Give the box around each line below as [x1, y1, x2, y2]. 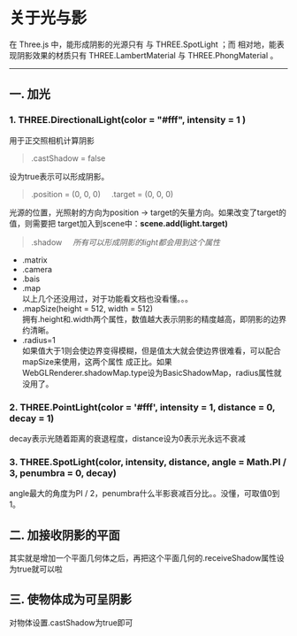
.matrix [21, 254, 48, 265]
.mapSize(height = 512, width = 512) [21, 303, 153, 314]
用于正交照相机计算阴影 [9, 134, 95, 146]
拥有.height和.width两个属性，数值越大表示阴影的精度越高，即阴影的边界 [21, 313, 287, 324]
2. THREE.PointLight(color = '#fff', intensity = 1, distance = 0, [9, 401, 276, 413]
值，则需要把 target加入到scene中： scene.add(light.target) [9, 218, 228, 228]
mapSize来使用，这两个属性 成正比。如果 [21, 356, 172, 367]
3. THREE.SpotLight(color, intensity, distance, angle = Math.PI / [9, 456, 287, 468]
